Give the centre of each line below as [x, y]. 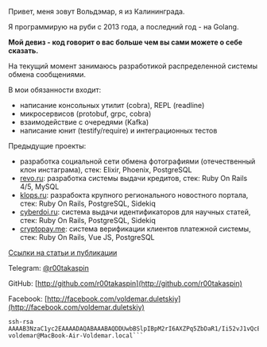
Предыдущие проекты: [47, 146]
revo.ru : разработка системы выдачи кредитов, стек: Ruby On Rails [133, 178]
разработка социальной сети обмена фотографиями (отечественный [137, 161]
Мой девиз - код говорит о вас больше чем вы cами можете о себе [126, 42]
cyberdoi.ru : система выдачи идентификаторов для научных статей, [135, 212]
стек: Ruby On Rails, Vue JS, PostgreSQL [87, 237]
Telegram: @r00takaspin [48, 268]
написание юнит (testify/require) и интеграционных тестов [118, 131]
